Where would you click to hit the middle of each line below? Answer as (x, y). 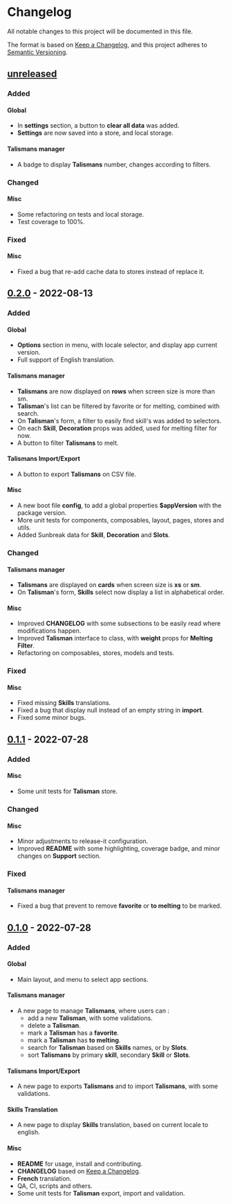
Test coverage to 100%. (51, 221)
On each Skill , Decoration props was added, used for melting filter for (117, 428)
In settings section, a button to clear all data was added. (98, 126)
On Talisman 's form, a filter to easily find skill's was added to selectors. (119, 421)
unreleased (32, 74)
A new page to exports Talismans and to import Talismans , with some (118, 1086)
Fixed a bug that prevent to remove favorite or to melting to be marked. (119, 906)
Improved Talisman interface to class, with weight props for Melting (115, 638)
